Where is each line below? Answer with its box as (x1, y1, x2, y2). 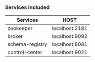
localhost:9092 (51, 33, 88, 40)
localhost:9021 (51, 49, 88, 56)
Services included (5, 4, 50, 11)
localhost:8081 (51, 41, 88, 48)
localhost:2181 (51, 25, 88, 32)
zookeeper (7, 25, 33, 32)
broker (7, 33, 23, 40)
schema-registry (7, 41, 47, 48)
